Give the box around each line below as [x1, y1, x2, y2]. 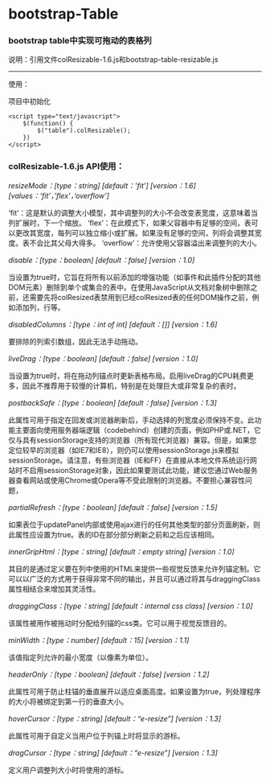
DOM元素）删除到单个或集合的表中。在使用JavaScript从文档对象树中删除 [8, 282, 251, 292]
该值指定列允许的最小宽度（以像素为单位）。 [8, 652, 153, 662]
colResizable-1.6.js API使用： [8, 161, 125, 172]
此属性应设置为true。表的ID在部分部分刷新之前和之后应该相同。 [8, 529, 219, 539]
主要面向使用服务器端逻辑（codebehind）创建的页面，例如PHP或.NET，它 [14, 425, 261, 434]
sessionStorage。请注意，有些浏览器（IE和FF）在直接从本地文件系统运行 [8, 455, 251, 465]
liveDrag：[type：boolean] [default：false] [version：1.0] [8, 353, 198, 363]
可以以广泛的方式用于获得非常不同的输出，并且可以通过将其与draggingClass [8, 574, 261, 583]
